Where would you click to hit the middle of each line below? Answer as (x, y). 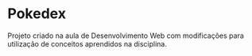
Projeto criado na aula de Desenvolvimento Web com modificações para (126, 35)
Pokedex (37, 14)
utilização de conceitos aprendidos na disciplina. (87, 43)
